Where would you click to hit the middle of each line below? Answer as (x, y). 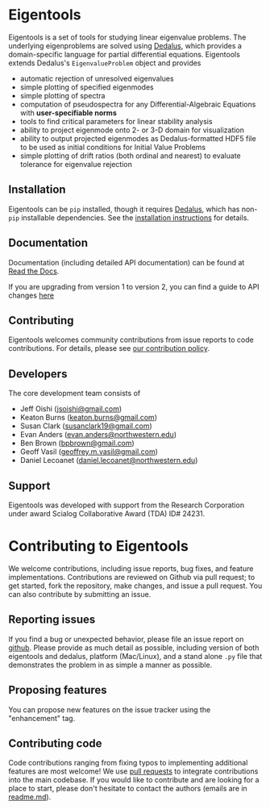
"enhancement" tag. (42, 718)
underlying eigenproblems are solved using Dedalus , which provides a (125, 45)
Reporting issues (52, 620)
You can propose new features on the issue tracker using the (110, 709)
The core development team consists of (75, 394)
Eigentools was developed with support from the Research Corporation (126, 505)
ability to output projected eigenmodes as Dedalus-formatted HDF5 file (138, 138)
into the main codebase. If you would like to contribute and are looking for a (134, 780)
